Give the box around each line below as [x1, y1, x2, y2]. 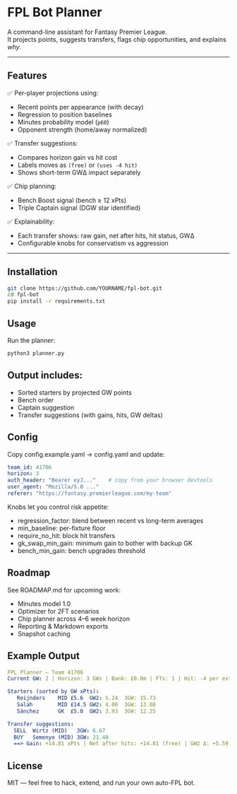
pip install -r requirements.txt [7, 298, 106, 305]
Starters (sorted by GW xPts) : [7, 688, 99, 695]
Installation [7, 266, 58, 278]
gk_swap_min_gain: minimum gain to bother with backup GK [17, 539, 193, 547]
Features [7, 70, 47, 82]
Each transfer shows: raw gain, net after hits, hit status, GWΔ [17, 231, 195, 240]
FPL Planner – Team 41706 [7, 669, 83, 676]
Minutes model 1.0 [17, 599, 71, 608]
